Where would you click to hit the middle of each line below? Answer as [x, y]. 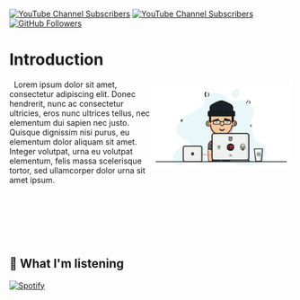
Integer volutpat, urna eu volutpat [71, 151]
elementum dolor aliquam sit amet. [73, 141]
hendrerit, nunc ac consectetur [66, 103]
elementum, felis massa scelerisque [75, 161]
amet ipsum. [32, 180]
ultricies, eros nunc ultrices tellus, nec [80, 113]
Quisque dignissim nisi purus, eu [70, 132]
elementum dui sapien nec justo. [70, 122]
